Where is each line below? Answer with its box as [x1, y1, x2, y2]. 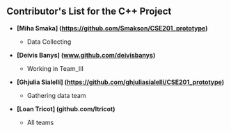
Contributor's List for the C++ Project [6, 6, 172, 17]
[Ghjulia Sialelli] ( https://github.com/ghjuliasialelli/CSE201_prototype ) [16, 78, 225, 86]
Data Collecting [26, 38, 72, 46]
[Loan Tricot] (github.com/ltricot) [16, 104, 115, 113]
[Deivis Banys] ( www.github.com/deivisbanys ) [16, 51, 156, 59]
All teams [26, 118, 54, 126]
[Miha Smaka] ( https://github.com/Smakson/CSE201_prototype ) [16, 24, 208, 32]
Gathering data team [26, 91, 86, 99]
